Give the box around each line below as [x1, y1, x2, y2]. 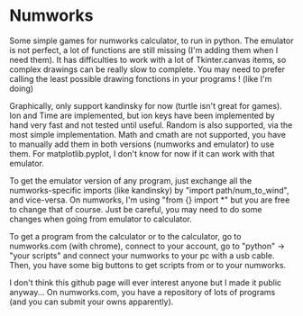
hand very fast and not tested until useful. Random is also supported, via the [9, 119, 293, 131]
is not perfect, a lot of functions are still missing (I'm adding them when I [9, 44, 279, 55]
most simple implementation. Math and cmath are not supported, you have [9, 129, 287, 140]
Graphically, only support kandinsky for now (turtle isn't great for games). [9, 100, 282, 111]
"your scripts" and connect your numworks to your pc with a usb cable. [9, 249, 275, 261]
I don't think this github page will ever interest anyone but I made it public [9, 276, 282, 288]
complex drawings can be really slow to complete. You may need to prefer [9, 64, 286, 75]
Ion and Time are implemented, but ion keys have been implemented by [9, 110, 275, 121]
